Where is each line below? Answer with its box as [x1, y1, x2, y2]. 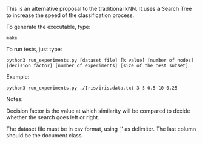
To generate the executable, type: [6, 24, 91, 30]
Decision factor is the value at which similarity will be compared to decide [6, 107, 190, 114]
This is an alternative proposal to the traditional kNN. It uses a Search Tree [6, 5, 192, 12]
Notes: [6, 96, 23, 102]
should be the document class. [6, 132, 84, 139]
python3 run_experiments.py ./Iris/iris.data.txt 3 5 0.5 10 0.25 [6, 85, 178, 91]
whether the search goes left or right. [6, 114, 100, 120]
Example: [6, 73, 30, 80]
